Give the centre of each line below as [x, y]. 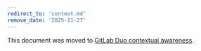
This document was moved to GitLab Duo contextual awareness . [101, 40]
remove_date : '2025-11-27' [47, 20]
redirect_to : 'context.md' [47, 14]
